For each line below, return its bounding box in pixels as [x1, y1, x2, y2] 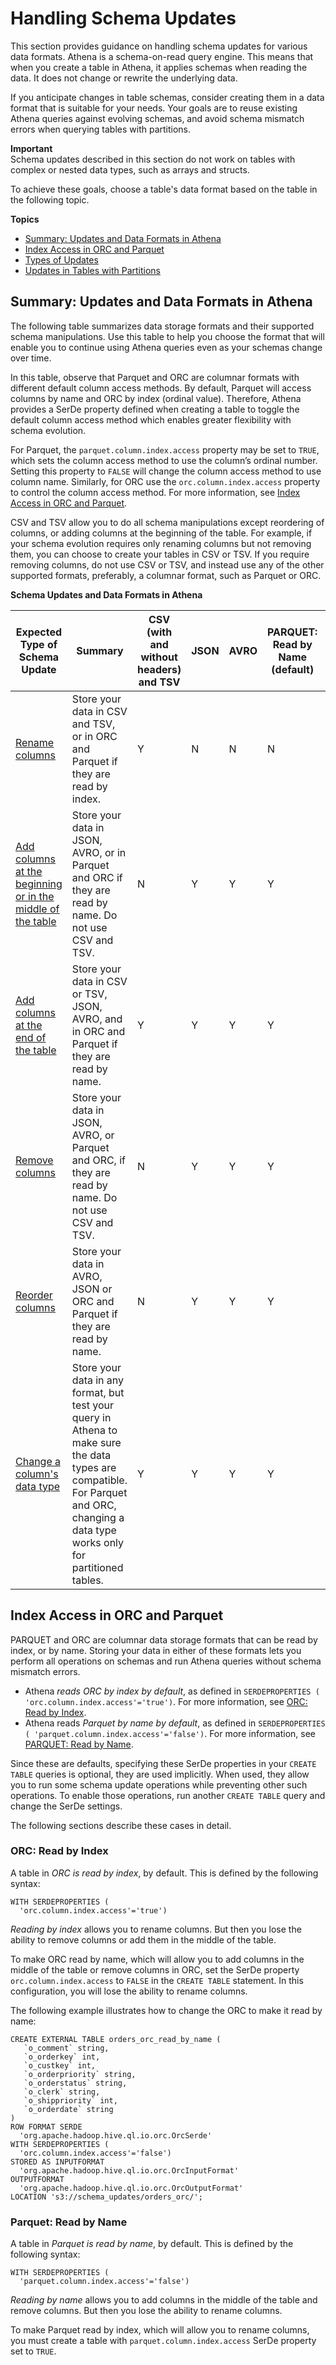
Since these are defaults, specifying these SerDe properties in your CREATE [10, 1757, 317, 1769]
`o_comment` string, [23, 2043, 110, 2053]
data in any [71, 1373, 125, 1387]
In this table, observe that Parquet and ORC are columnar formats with [10, 371, 300, 383]
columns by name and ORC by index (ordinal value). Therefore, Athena [10, 392, 302, 404]
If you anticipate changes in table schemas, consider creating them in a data [10, 91, 325, 103]
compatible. [71, 1473, 128, 1487]
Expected [15, 625, 63, 639]
